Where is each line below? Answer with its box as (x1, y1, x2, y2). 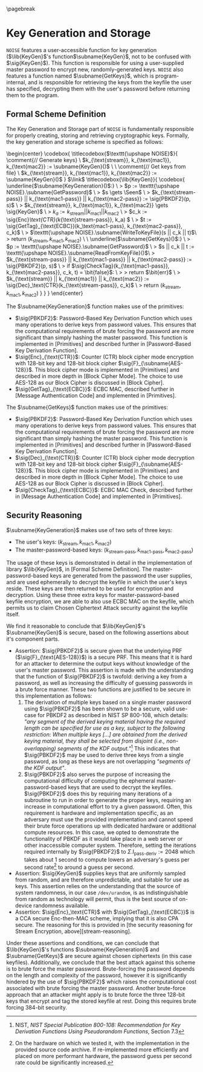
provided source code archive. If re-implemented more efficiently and (14, 1046, 189, 1053)
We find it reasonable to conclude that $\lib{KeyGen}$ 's (6, 622, 146, 630)
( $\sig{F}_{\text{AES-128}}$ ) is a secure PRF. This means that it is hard (14, 653, 192, 661)
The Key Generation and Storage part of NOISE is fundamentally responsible (6, 125, 195, 132)
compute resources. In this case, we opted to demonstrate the (24, 829, 179, 836)
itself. (6, 611, 20, 618)
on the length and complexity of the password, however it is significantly (6, 972, 187, 979)
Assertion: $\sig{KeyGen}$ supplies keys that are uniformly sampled (14, 870, 186, 877)
